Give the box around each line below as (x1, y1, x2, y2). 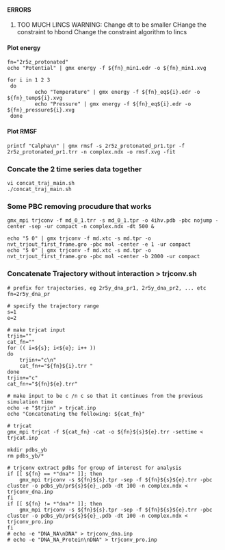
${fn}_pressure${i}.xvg (7, 107, 75, 114)
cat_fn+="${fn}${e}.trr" (7, 380, 78, 387)
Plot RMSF (7, 127, 38, 135)
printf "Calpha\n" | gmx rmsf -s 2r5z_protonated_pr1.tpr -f (7, 142, 185, 149)
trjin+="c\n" (19, 356, 57, 363)
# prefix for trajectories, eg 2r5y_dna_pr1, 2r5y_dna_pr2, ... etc (7, 284, 207, 291)
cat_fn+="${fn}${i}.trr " (19, 362, 94, 369)
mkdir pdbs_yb (7, 446, 48, 453)
